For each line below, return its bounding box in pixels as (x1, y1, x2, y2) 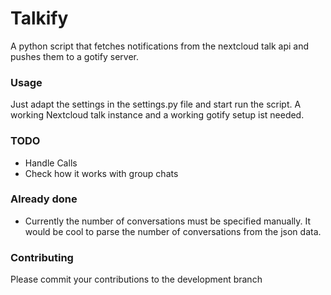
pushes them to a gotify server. (10, 50, 139, 62)
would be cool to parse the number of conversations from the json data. (24, 225, 322, 237)
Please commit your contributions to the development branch (10, 273, 263, 286)
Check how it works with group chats (24, 167, 179, 179)
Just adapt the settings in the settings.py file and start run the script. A (10, 98, 302, 111)
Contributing (10, 250, 74, 264)
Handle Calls (24, 157, 78, 169)
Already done (10, 192, 78, 206)
